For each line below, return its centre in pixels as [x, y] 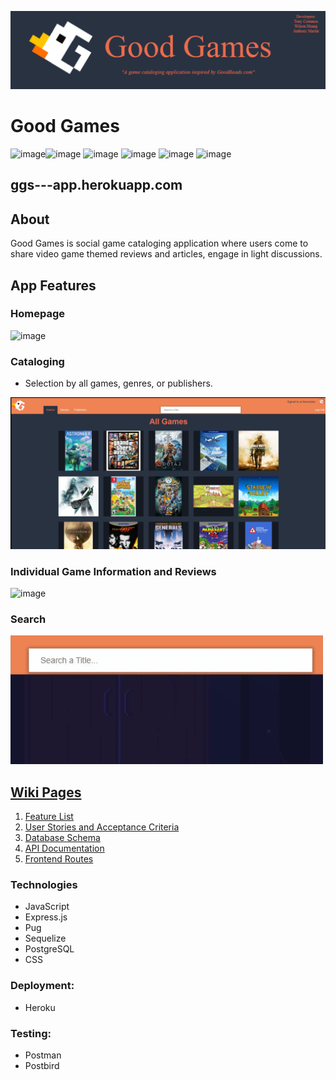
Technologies [44, 885]
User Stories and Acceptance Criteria [102, 827]
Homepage [37, 314]
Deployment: [42, 986]
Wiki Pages [46, 792]
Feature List [49, 817]
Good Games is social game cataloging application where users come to [159, 243]
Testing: [31, 1033]
